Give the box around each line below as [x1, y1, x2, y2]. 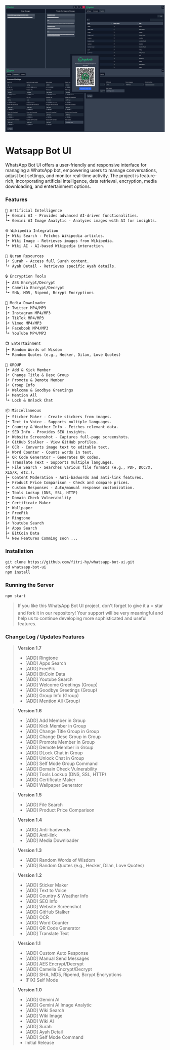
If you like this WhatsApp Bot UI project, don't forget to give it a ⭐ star [17, 602, 163, 609]
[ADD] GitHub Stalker [25, 909, 70, 915]
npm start [5, 593, 26, 599]
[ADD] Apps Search [25, 660, 67, 666]
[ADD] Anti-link [25, 832, 57, 838]
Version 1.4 [17, 817, 42, 823]
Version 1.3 [17, 847, 42, 853]
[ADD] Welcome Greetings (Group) [25, 681, 98, 688]
